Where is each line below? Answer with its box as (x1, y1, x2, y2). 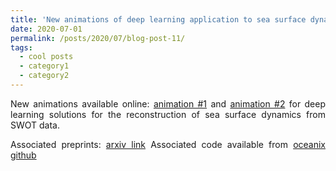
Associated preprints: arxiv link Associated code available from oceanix (10, 138, 326, 150)
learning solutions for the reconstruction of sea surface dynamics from (10, 108, 326, 120)
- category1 (19, 61, 70, 71)
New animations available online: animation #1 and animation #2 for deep (10, 97, 326, 110)
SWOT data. (10, 119, 61, 131)
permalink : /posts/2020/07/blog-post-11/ (10, 33, 186, 43)
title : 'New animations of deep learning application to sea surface (10, 14, 307, 25)
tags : (10, 42, 33, 53)
